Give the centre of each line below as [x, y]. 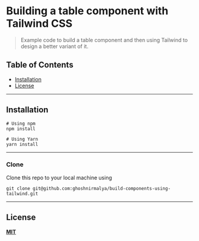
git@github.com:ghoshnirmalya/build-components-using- [101, 188]
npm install [21, 129]
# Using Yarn [22, 139]
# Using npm [21, 123]
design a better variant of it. [54, 46]
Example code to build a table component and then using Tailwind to [104, 40]
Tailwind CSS [39, 23]
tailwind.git [22, 194]
